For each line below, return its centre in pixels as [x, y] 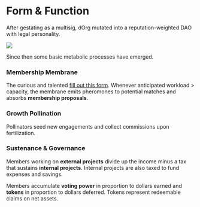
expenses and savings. [34, 174]
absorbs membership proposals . [47, 98]
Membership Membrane [42, 72]
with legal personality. [33, 34]
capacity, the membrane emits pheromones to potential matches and [91, 92]
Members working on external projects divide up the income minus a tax [96, 161]
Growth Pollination [34, 114]
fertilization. [21, 133]
